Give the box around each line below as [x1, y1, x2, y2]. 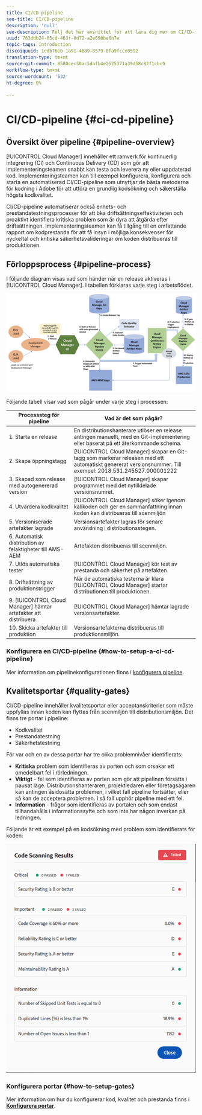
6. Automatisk [8, 532, 43, 540]
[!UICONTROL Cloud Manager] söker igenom [74, 497, 185, 504]
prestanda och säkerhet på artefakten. [74, 567, 169, 574]
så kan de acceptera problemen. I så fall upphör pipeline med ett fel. [14, 794, 185, 802]
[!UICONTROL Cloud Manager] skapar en [74, 447, 176, 455]
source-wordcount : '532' [6, 73, 69, 80]
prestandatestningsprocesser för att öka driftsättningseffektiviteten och [6, 209, 183, 217]
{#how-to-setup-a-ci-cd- [98, 647, 175, 656]
